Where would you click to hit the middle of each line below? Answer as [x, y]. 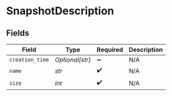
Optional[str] [73, 60]
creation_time [29, 60]
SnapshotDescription [60, 11]
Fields [18, 33]
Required [110, 50]
